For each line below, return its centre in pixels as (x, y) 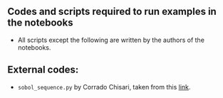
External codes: (43, 70)
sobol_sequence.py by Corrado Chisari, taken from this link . (104, 87)
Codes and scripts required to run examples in (112, 12)
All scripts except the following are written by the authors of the (111, 40)
